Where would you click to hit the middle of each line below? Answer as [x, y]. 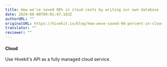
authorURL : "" [20, 19]
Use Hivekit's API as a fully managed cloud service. [58, 59]
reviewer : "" [19, 33]
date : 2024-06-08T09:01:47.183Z [39, 14]
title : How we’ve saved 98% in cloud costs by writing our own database [82, 10]
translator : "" [21, 28]
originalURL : [19, 23]
